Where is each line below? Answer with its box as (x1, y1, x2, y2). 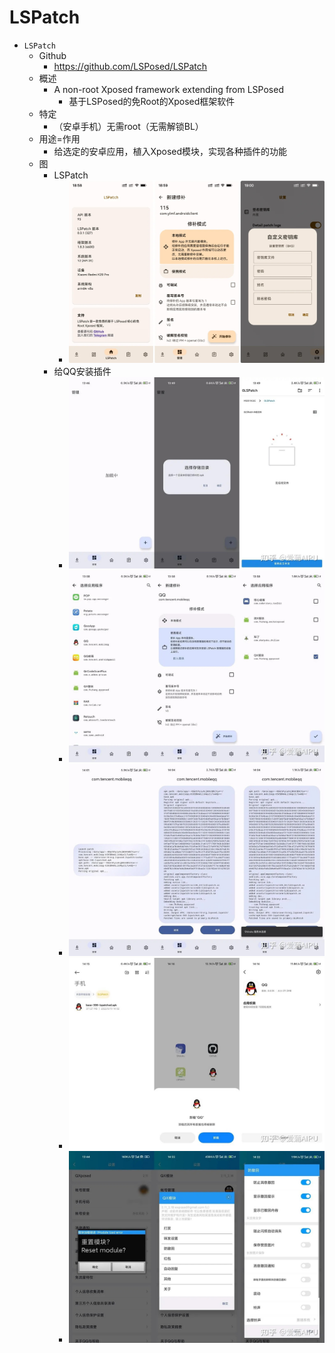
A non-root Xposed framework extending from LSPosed (53, 83, 284, 95)
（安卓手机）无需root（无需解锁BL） (53, 120, 204, 132)
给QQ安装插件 (53, 365, 112, 377)
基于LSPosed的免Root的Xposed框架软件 (68, 95, 236, 107)
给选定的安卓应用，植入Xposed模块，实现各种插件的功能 (53, 145, 288, 157)
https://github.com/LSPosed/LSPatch (53, 60, 208, 72)
